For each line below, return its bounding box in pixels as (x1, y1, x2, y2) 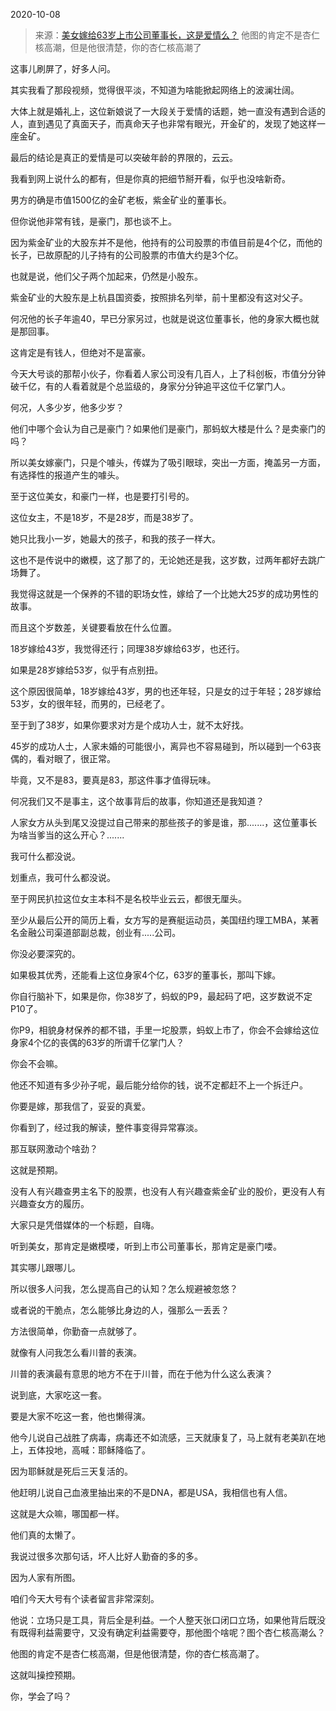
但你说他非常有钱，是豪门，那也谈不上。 (10, 215, 177, 227)
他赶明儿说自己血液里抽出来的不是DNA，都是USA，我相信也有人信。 (10, 1487, 293, 1498)
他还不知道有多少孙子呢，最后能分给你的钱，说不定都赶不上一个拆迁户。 (10, 1079, 308, 1091)
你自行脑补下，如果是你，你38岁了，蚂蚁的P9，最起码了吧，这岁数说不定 (10, 990, 313, 1002)
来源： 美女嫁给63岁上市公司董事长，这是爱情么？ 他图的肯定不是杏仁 (34, 29, 321, 41)
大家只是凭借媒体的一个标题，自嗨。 (10, 1219, 160, 1231)
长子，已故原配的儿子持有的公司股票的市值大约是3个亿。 (10, 249, 244, 261)
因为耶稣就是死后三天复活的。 (10, 1465, 133, 1477)
